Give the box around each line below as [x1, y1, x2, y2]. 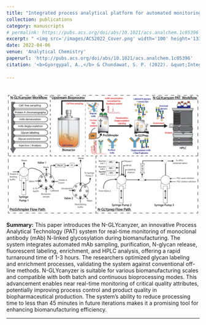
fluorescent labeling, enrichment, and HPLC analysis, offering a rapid [6, 247, 181, 254]
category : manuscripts [6, 23, 64, 29]
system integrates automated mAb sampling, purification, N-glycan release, [6, 240, 197, 248]
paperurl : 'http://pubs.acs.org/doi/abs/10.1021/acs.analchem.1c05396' [6, 55, 193, 61]
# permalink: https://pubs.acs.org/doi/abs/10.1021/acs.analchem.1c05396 [6, 29, 199, 36]
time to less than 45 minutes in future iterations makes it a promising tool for [6, 299, 199, 307]
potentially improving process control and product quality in [6, 286, 158, 294]
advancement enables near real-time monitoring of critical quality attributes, [6, 280, 199, 287]
